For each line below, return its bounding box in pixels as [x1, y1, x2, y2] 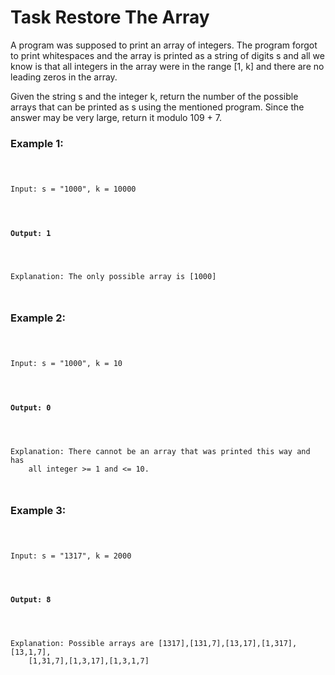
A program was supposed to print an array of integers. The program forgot [10, 39, 318, 51]
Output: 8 [10, 595, 52, 605]
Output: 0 [10, 403, 52, 413]
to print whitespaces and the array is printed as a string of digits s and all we [10, 49, 325, 61]
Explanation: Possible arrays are [10, 639, 155, 649]
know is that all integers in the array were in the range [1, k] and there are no [10, 60, 325, 72]
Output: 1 [10, 228, 52, 238]
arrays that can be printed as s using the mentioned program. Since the [10, 101, 305, 113]
